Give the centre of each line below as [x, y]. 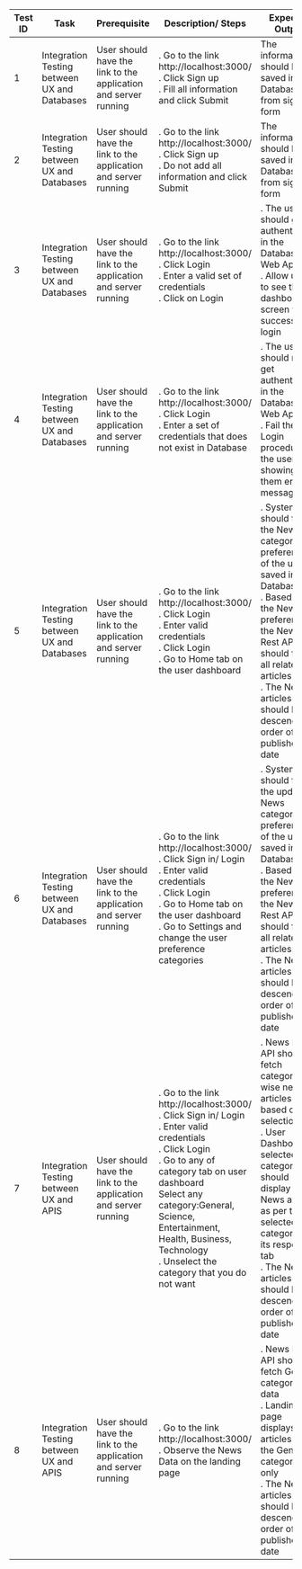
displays [278, 1427]
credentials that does [203, 437]
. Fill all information [198, 89]
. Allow [275, 276]
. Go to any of [187, 1160]
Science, [177, 1216]
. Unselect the [188, 1261]
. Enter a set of [189, 425]
